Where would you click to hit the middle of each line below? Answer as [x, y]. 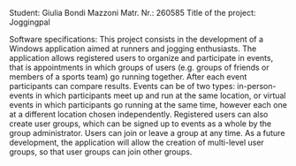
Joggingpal [30, 22]
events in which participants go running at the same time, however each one [148, 105]
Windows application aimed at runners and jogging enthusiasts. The [133, 49]
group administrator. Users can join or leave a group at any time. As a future [147, 133]
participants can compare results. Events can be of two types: [122, 86]
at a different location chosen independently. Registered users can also [139, 114]
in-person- [257, 86]
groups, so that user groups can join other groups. [101, 152]
